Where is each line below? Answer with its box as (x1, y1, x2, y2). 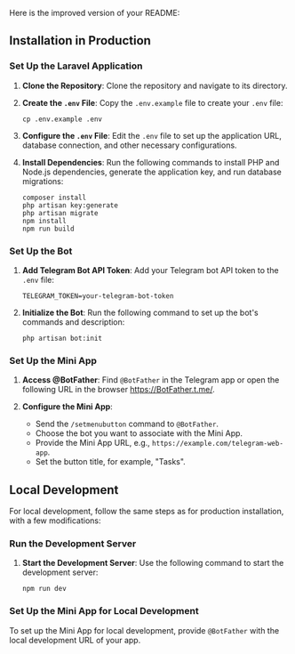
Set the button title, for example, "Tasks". (35, 456, 187, 467)
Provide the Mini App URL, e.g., (35, 438, 151, 448)
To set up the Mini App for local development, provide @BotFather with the (9, 625, 280, 635)
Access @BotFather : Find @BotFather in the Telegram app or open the (21, 375, 280, 385)
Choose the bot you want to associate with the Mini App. (35, 428, 243, 439)
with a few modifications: (9, 515, 101, 526)
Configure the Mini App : (21, 401, 113, 412)
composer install (21, 193, 87, 202)
